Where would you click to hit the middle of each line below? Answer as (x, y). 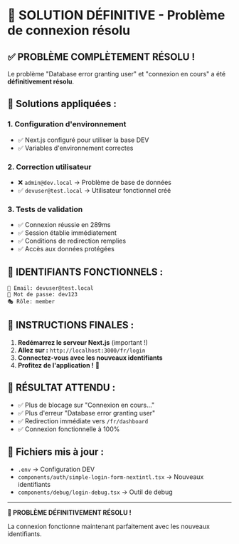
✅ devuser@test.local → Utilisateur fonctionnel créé (94, 190)
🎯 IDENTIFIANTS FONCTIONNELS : (85, 272)
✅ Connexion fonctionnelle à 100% (69, 429)
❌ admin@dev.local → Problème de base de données (95, 182)
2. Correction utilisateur (49, 166)
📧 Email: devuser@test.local (51, 288)
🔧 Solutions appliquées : (62, 104)
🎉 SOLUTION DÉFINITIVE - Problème (116, 15)
